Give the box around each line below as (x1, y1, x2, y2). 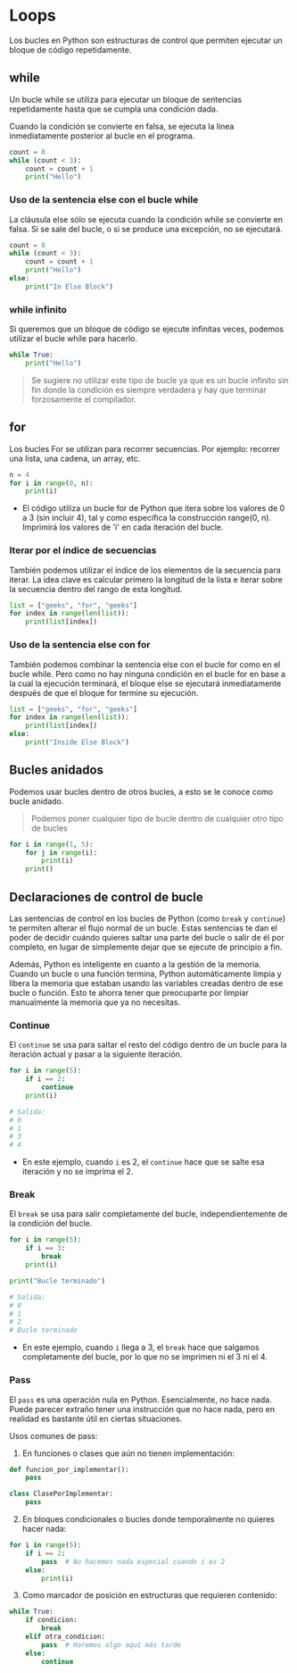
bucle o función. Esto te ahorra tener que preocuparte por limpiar (9, 988, 250, 998)
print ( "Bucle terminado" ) (9, 1276, 105, 1285)
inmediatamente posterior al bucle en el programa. (9, 130, 195, 141)
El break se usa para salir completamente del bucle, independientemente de (9, 1209, 288, 1219)
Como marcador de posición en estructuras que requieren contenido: (21, 1590, 278, 1601)
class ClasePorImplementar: (9, 1489, 114, 1499)
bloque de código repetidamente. (9, 44, 132, 54)
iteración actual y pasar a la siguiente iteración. (9, 1049, 183, 1059)
